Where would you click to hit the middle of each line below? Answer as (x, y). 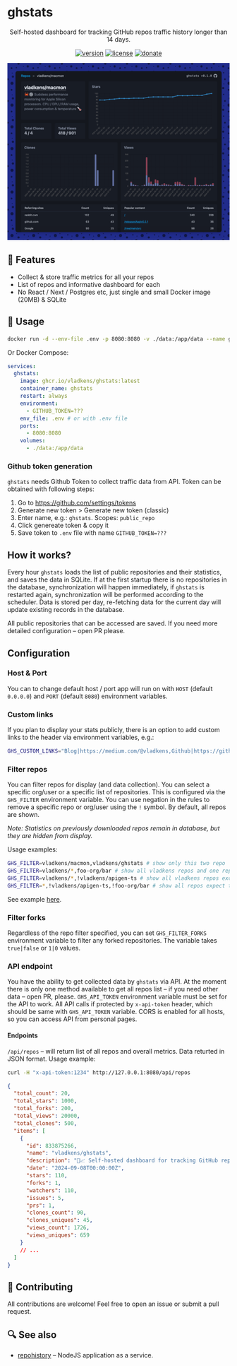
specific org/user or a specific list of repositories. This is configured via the (116, 792)
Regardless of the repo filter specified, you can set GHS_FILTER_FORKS (107, 933)
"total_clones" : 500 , (45, 1123)
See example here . (35, 899)
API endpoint (30, 967)
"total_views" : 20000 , (47, 1116)
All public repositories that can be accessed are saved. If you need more (113, 623)
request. (19, 1312)
